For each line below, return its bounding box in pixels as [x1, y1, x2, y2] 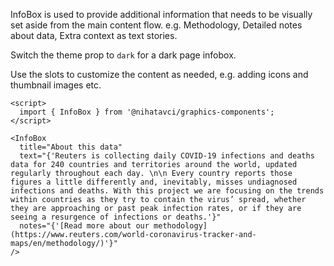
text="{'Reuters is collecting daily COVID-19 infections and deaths [19, 151, 315, 161]
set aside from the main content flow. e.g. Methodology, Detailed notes [10, 19, 303, 31]
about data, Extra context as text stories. [10, 30, 178, 41]
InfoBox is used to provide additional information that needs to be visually [10, 9, 313, 20]
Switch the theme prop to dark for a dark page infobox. [10, 49, 237, 61]
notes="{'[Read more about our [19, 221, 150, 231]
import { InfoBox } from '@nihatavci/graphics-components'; [19, 107, 275, 117]
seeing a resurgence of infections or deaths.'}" [10, 212, 222, 222]
